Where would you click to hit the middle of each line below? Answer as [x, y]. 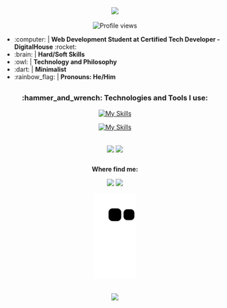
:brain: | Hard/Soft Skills [49, 54]
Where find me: [115, 170]
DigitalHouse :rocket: [45, 47]
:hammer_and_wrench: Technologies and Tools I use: [115, 98]
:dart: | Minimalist [40, 69]
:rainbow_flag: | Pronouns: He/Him [65, 77]
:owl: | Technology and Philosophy [66, 62]
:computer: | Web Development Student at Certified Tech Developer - [117, 39]
